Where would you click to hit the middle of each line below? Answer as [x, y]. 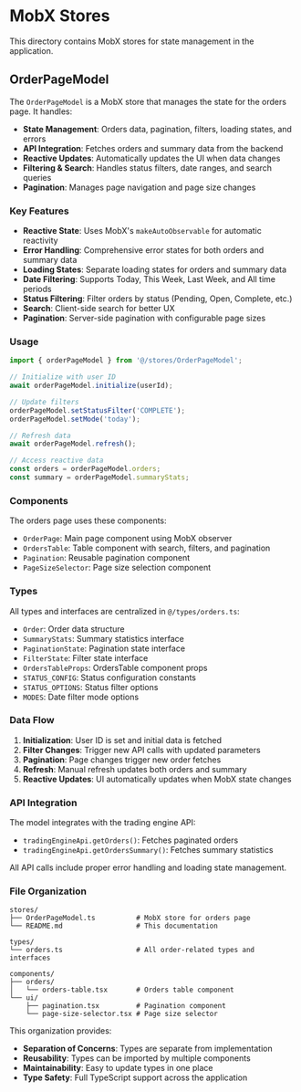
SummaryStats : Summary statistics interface [103, 638]
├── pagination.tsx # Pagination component [126, 1006]
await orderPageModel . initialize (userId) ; [91, 386]
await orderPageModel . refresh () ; [73, 444]
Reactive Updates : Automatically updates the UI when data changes [151, 158]
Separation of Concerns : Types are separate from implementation [147, 1049]
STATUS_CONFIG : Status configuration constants [109, 677]
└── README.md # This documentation [114, 926]
